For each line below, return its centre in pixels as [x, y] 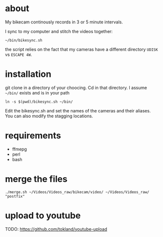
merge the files [36, 179]
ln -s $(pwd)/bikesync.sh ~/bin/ [39, 102]
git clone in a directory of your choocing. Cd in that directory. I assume [76, 88]
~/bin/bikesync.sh [24, 40]
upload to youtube [43, 215]
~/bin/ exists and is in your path [37, 92]
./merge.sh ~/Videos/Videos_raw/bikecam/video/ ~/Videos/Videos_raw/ [77, 192]
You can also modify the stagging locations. [49, 116]
